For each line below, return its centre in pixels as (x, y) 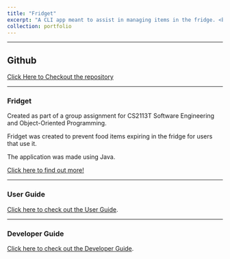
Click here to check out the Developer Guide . (71, 249)
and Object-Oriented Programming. (57, 123)
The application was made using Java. (61, 157)
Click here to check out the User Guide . (63, 209)
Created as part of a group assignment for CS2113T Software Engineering (111, 116)
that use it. (22, 144)
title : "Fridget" (32, 13)
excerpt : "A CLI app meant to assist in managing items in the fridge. (111, 20)
